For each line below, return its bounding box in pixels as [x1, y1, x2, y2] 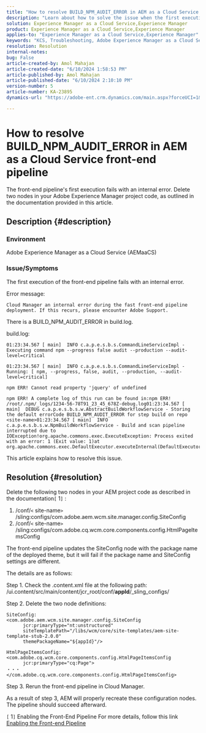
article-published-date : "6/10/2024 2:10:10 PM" [6, 77, 133, 83]
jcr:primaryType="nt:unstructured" [22, 623, 114, 629]
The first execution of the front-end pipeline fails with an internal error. [6, 278, 185, 285]
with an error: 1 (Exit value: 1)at [6, 438, 100, 445]
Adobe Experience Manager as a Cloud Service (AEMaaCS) [6, 249, 157, 256]
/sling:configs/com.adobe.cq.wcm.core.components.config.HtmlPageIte [15, 526, 198, 534]
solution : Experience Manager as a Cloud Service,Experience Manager [6, 20, 188, 26]
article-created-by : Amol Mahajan [6, 60, 95, 66]
